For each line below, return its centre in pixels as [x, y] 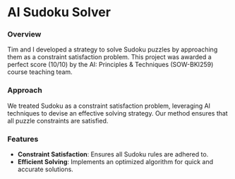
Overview [24, 35]
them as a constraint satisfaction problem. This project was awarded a [109, 57]
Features [23, 139]
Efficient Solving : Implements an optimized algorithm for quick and [115, 162]
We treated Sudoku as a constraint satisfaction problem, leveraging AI [109, 106]
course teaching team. [40, 72]
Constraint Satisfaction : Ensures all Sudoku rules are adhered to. [113, 154]
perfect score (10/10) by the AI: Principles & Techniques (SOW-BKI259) [110, 65]
